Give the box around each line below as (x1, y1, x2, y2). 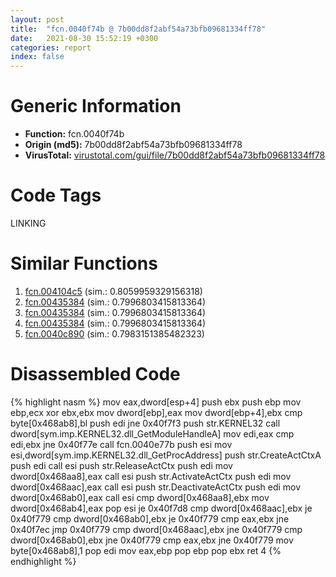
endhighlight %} (10, 555, 77, 567)
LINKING (10, 217, 47, 229)
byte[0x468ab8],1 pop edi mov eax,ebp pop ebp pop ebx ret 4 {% (10, 544, 282, 556)
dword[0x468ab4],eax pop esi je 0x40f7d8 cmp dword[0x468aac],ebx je (10, 502, 313, 514)
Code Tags (10, 184, 102, 207)
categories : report (10, 42, 92, 53)
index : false (10, 52, 65, 62)
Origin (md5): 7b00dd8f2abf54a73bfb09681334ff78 (24, 139, 243, 151)
